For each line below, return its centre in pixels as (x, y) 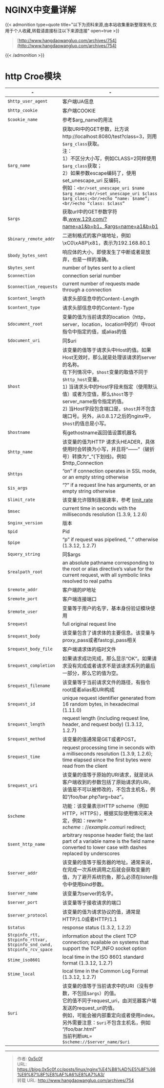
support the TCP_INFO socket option (104, 948)
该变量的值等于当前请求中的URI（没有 (105, 986)
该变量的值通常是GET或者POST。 (101, 739)
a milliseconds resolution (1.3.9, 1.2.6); (107, 754)
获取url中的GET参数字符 (90, 212)
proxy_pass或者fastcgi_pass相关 (100, 640)
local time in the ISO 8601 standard (103, 957)
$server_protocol (28, 915)
